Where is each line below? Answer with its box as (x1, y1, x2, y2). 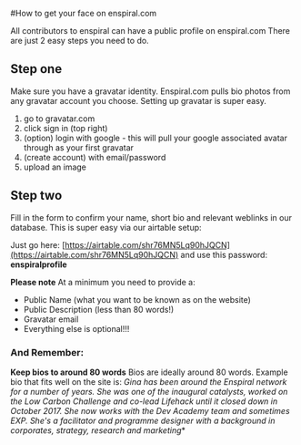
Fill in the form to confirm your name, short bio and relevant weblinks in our (10, 212, 292, 222)
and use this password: (180, 249, 267, 260)
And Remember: (10, 346, 85, 358)
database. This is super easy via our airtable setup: (10, 222, 203, 233)
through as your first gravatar (23, 141, 135, 153)
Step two (10, 188, 63, 203)
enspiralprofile (10, 259, 67, 270)
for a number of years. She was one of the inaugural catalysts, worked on (10, 386, 288, 397)
